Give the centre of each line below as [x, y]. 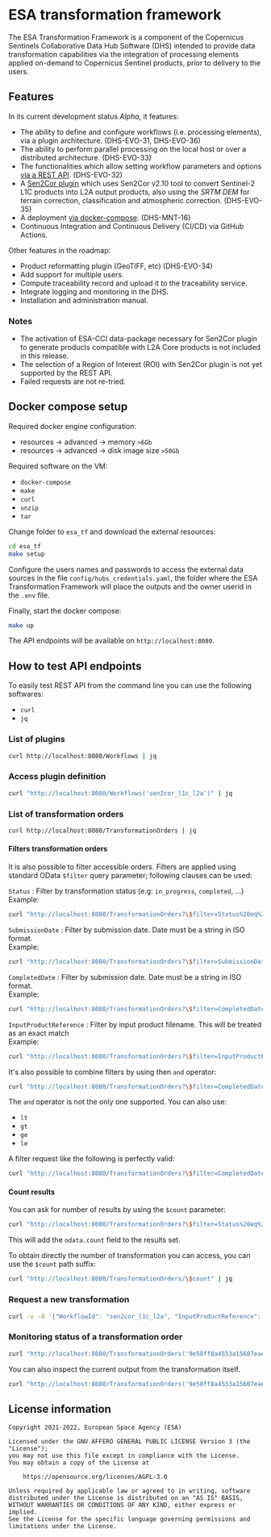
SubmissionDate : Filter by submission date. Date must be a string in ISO [127, 930]
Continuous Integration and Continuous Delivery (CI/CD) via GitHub [132, 226]
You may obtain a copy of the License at [79, 1463]
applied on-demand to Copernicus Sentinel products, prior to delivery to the [135, 63]
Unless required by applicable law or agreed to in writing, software [129, 1491]
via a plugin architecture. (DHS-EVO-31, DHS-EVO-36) [110, 140]
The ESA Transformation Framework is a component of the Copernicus [126, 37]
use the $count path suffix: [52, 1264]
